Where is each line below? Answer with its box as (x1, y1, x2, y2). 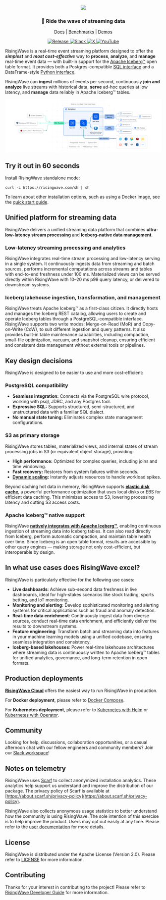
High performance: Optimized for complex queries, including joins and (12, 458, 158, 464)
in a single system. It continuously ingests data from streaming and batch (5, 261, 155, 266)
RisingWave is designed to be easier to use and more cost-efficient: (5, 370, 144, 376)
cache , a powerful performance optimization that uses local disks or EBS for (5, 488, 161, 495)
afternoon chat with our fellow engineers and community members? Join (5, 744, 154, 750)
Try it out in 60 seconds (5, 161, 80, 170)
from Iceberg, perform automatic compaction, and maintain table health (5, 533, 151, 539)
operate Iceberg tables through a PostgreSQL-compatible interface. (5, 316, 143, 322)
